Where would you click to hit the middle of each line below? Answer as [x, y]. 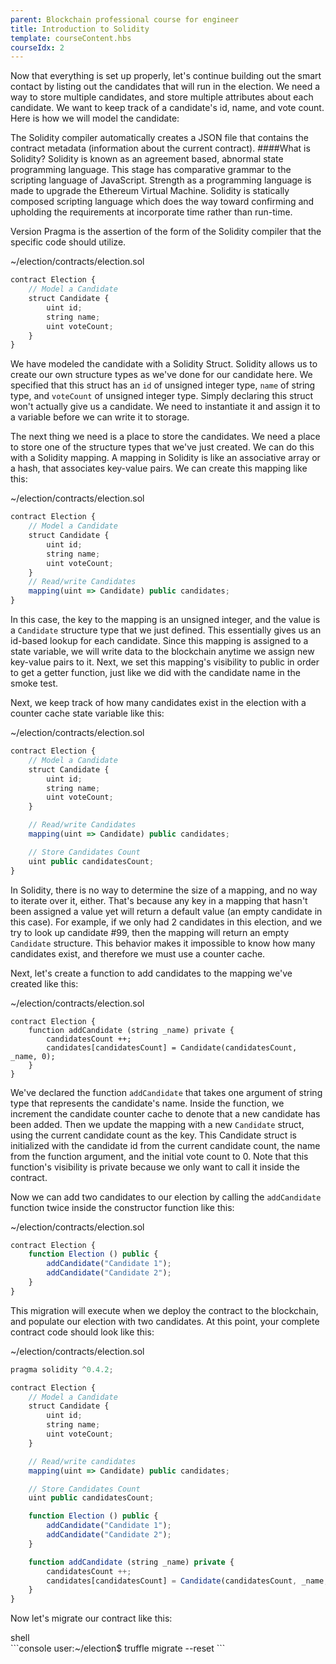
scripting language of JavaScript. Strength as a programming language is [161, 180]
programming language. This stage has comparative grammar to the [151, 170]
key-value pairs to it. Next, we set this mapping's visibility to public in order [165, 662]
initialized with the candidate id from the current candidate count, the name [165, 1145]
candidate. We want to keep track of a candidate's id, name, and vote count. [167, 108]
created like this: [44, 983]
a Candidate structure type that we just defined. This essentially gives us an [166, 630]
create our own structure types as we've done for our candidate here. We [161, 375]
